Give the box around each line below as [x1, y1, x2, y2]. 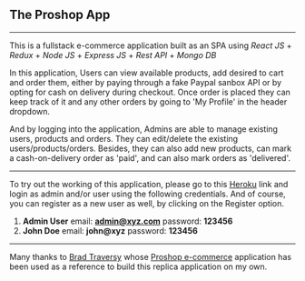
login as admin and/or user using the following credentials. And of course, [9, 188, 286, 199]
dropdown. [9, 105, 51, 116]
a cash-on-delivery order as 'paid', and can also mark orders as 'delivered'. [9, 152, 291, 163]
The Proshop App [9, 7, 111, 23]
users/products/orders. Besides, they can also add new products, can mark [9, 143, 292, 154]
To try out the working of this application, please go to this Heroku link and [9, 178, 289, 189]
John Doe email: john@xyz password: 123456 [22, 225, 198, 236]
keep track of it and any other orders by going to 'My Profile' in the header [9, 95, 288, 107]
